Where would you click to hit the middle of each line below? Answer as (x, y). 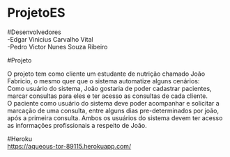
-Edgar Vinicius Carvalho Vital (50, 39)
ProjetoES (36, 13)
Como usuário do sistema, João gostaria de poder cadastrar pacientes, (109, 88)
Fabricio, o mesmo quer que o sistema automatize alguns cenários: (103, 81)
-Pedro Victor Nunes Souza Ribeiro (58, 47)
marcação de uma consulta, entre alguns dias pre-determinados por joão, (113, 110)
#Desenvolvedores (34, 32)
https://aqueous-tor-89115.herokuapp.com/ (69, 146)
